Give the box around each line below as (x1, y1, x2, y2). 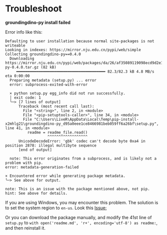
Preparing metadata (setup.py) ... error (9, 78, 97, 82)
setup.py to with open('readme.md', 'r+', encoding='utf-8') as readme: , (5, 220, 158, 226)
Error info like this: (5, 29, 43, 35)
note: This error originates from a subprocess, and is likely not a (9, 156, 157, 161)
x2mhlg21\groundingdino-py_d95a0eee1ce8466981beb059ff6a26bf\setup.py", (5, 121, 159, 126)
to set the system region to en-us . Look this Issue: (5, 205, 107, 211)
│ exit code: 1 (9, 95, 41, 100)
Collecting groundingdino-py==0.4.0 (5, 52, 81, 57)
